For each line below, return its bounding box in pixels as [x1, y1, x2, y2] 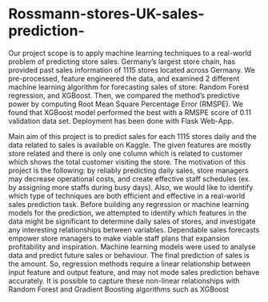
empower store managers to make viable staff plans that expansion [8, 233, 230, 243]
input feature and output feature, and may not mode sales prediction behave [8, 267, 260, 276]
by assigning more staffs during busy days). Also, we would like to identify [8, 182, 254, 192]
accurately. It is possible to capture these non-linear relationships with [8, 276, 240, 285]
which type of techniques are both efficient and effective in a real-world [8, 191, 246, 201]
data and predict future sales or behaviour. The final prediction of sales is [8, 250, 250, 260]
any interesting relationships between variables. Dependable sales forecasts [8, 225, 260, 234]
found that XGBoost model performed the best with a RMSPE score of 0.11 [8, 107, 252, 117]
